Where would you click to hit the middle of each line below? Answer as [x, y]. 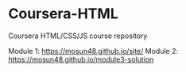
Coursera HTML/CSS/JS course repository [78, 36]
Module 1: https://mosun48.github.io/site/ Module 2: [93, 51]
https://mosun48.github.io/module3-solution [81, 59]
